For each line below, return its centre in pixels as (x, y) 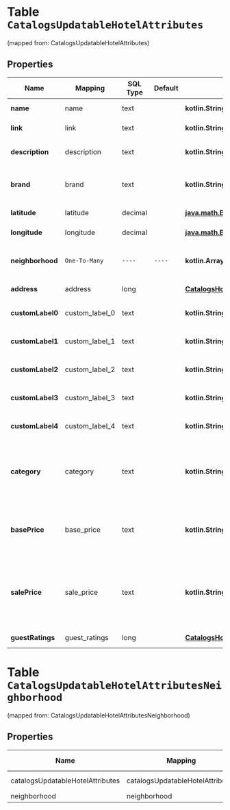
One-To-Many (84, 260)
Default (166, 88)
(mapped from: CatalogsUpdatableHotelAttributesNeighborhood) (99, 715)
